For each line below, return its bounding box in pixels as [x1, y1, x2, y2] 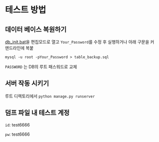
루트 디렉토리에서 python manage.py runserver [5, 93, 95, 99]
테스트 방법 [5, 4, 46, 16]
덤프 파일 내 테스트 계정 [5, 109, 70, 117]
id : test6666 [5, 122, 30, 127]
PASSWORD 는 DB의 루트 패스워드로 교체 [5, 64, 77, 69]
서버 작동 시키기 [5, 79, 49, 88]
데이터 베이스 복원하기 [5, 25, 67, 33]
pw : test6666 [5, 131, 30, 137]
